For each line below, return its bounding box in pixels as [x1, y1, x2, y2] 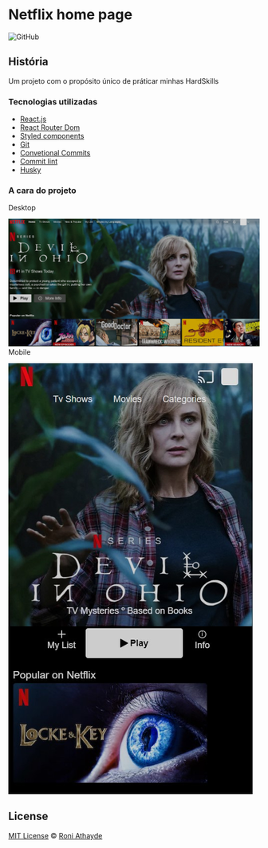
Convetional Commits [19, 148, 91, 158]
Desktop [8, 203, 36, 213]
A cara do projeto [8, 185, 77, 196]
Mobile [8, 347, 31, 357]
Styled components [19, 132, 85, 141]
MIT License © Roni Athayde [8, 830, 103, 840]
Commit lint [19, 157, 58, 167]
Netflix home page [8, 6, 133, 24]
